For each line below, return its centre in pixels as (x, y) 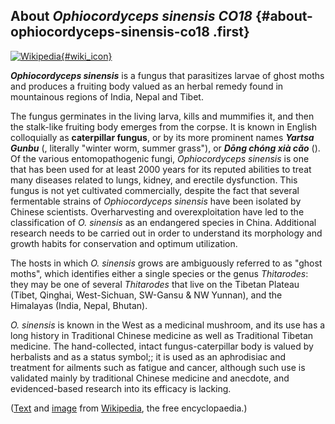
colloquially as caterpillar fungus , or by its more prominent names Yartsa (162, 137)
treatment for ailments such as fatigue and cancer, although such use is (158, 367)
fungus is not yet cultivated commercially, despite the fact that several (155, 190)
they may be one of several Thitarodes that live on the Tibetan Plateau (155, 284)
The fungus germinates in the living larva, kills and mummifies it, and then (162, 116)
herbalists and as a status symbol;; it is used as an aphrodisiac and (148, 356)
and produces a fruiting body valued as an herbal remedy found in (147, 86)
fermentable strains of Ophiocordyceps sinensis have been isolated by (156, 201)
